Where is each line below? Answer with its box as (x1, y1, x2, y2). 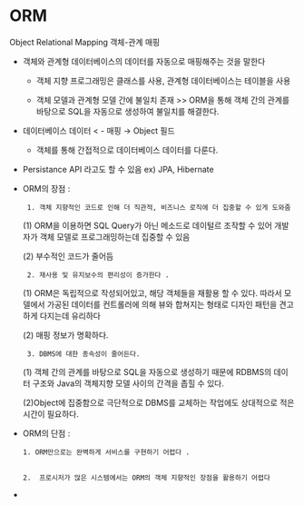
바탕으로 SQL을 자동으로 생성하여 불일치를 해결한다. (35, 105, 220, 116)
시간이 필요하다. (22, 408, 79, 419)
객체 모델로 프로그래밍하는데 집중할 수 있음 (39, 231, 191, 242)
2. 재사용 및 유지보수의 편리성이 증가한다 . (26, 270, 170, 280)
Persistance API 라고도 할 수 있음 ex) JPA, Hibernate (22, 164, 215, 174)
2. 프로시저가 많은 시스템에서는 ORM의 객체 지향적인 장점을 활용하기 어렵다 (22, 473, 270, 482)
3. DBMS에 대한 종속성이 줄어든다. (26, 349, 141, 359)
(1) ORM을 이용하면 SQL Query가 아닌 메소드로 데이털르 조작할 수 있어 (22, 220, 272, 231)
